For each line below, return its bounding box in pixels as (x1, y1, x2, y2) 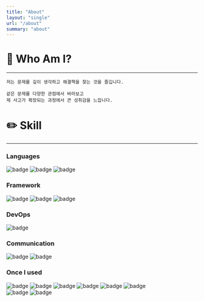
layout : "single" (6, 15, 50, 21)
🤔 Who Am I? (6, 52, 72, 66)
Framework (6, 181, 41, 189)
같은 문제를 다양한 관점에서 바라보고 (6, 91, 84, 97)
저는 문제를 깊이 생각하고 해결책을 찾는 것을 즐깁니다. (6, 79, 124, 85)
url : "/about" (6, 20, 42, 26)
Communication (6, 239, 55, 247)
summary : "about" (6, 26, 50, 32)
